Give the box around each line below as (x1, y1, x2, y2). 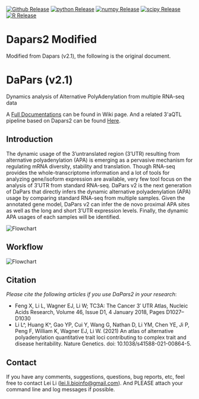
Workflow (6, 242, 43, 252)
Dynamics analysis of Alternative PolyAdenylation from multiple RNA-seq (6, 93, 185, 100)
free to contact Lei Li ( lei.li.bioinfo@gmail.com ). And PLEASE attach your (6, 379, 183, 387)
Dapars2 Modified (6, 33, 97, 46)
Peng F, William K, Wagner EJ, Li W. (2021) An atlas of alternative (14, 328, 174, 335)
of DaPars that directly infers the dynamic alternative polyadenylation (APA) (6, 188, 191, 195)
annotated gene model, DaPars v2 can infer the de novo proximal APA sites (6, 200, 190, 208)
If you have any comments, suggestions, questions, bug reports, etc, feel (6, 373, 185, 381)
